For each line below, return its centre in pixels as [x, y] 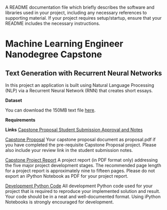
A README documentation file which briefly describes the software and [80, 7]
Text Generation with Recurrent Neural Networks [84, 73]
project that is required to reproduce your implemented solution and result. [83, 191]
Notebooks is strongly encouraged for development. [60, 202]
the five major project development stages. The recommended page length [83, 165]
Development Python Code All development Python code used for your [79, 186]
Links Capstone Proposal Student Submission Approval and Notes [74, 130]
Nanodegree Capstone [54, 55]
